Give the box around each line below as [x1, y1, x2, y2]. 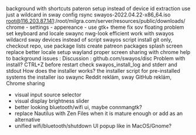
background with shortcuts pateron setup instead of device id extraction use [6, 5, 191, 12]
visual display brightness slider [14, 97, 90, 104]
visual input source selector [14, 91, 82, 98]
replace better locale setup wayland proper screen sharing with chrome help [6, 49, 191, 55]
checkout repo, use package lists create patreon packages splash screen [6, 42, 183, 49]
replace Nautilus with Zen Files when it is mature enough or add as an [14, 110, 183, 117]
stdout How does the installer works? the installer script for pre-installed [6, 67, 180, 74]
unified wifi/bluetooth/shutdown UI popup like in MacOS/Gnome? [14, 123, 171, 129]
